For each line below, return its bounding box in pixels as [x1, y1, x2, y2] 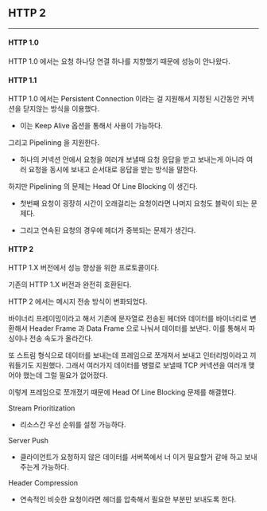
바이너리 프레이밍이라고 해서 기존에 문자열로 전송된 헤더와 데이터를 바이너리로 [8, 314, 249, 324]
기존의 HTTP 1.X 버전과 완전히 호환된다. [8, 280, 132, 289]
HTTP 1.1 [8, 75, 37, 85]
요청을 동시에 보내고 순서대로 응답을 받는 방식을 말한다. [28, 165, 199, 175]
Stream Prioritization [8, 403, 75, 413]
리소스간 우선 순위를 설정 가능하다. [19, 420, 126, 430]
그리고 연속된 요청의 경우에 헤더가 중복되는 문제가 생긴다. [19, 226, 196, 235]
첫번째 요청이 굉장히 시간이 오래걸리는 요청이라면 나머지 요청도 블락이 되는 [19, 199, 250, 208]
